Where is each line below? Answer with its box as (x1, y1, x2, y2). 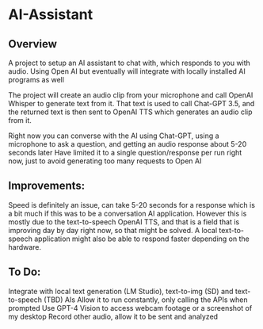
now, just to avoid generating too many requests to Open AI (8, 156, 202, 166)
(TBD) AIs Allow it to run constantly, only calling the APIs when (43, 295, 248, 304)
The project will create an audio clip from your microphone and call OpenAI (8, 90, 253, 100)
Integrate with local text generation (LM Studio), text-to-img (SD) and (8, 286, 234, 296)
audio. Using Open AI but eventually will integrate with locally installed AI (8, 67, 246, 76)
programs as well (8, 75, 65, 84)
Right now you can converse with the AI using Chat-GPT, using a (8, 131, 219, 140)
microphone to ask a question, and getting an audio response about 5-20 (8, 140, 247, 148)
